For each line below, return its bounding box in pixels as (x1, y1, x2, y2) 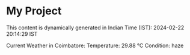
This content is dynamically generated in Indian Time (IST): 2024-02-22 (6, 24, 185, 31)
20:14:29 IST (6, 30, 38, 37)
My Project (6, 4, 62, 18)
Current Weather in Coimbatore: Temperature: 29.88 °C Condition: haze (6, 42, 184, 49)
